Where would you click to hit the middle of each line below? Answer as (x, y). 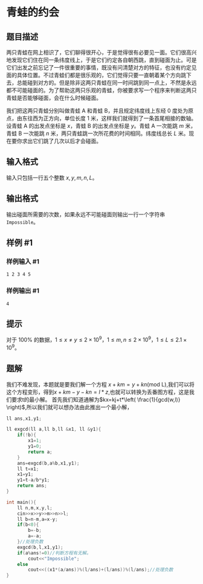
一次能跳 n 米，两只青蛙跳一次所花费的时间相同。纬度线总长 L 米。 (106, 133)
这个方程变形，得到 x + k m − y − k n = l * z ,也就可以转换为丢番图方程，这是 (98, 392)
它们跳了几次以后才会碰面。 (67, 141)
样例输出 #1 (23, 291)
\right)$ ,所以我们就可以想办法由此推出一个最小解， (69, 407)
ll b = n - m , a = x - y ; (38, 519)
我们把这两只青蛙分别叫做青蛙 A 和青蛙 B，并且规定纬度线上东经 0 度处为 (97, 111)
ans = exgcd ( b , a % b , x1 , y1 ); (48, 463)
